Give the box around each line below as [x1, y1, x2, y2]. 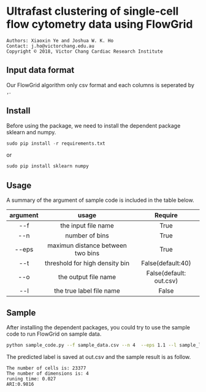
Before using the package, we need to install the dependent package [6, 121, 181, 129]
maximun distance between [47, 241, 127, 250]
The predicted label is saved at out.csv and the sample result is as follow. [6, 353, 191, 360]
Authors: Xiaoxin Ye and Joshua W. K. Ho [6, 37, 114, 44]
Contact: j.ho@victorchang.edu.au [6, 43, 95, 49]
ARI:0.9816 [6, 381, 34, 387]
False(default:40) [140, 259, 191, 267]
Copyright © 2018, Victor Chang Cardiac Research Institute [6, 48, 164, 55]
